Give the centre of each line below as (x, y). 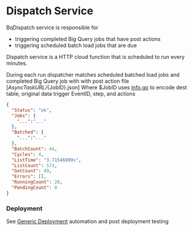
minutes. (17, 63)
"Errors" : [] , (29, 177)
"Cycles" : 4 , (28, 154)
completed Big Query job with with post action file (68, 81)
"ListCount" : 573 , (35, 166)
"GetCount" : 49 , (32, 171)
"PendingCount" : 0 (35, 188)
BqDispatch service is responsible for (52, 27)
